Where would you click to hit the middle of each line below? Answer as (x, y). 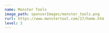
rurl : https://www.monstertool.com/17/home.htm (54, 18)
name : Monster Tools (26, 9)
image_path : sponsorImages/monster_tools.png (52, 14)
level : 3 (14, 23)
